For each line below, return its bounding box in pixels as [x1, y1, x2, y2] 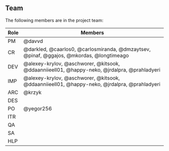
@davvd [23, 37, 43, 44]
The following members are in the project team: [5, 17, 104, 23]
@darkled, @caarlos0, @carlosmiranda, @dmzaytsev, [23, 45, 151, 52]
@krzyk [23, 88, 42, 95]
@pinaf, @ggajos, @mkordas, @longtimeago [23, 52, 129, 59]
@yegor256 [23, 105, 52, 112]
